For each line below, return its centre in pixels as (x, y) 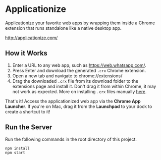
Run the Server (29, 127)
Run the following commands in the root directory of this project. (71, 139)
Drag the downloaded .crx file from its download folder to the (75, 81)
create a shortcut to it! (28, 111)
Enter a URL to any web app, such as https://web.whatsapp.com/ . (79, 65)
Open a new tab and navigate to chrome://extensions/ (67, 76)
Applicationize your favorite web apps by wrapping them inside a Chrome (80, 23)
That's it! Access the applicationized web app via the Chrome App (73, 101)
